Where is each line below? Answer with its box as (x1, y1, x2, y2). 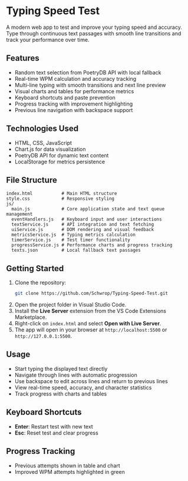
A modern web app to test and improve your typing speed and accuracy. (6, 24, 183, 31)
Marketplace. (14, 314, 47, 321)
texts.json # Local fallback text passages (11, 248, 141, 253)
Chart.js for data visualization (14, 146, 87, 153)
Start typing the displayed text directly (14, 365, 108, 372)
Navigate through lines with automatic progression (14, 371, 137, 378)
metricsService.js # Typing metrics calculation (11, 232, 136, 238)
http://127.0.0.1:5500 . (14, 332, 72, 340)
